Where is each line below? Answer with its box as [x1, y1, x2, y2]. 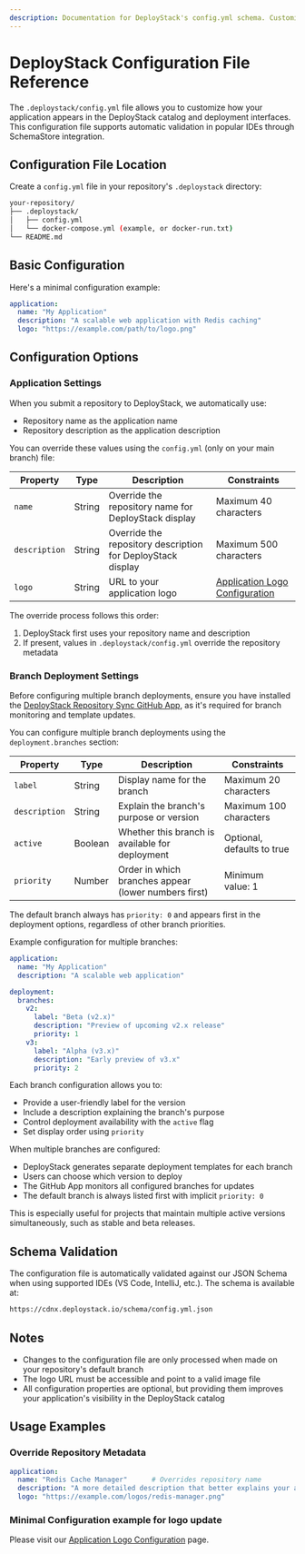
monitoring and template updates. [9, 709, 136, 720]
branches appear [117, 875, 192, 887]
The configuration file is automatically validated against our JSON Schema [9, 1268, 288, 1279]
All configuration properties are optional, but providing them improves [22, 1382, 284, 1394]
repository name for [108, 500, 193, 513]
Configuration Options [9, 350, 139, 365]
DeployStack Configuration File [9, 52, 251, 73]
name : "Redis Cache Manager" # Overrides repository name [17, 1475, 261, 1485]
